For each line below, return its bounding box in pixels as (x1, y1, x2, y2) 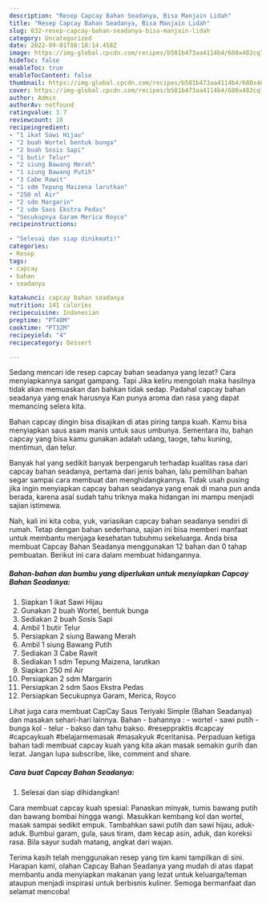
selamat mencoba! (9, 887, 71, 897)
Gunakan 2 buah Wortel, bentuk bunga (20, 606, 149, 615)
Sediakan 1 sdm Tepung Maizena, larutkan (20, 657, 160, 667)
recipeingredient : (9, 123, 71, 131)
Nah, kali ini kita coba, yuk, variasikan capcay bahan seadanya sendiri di (9, 516, 248, 526)
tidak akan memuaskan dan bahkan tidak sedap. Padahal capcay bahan (9, 385, 246, 394)
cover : (9, 86, 31, 95)
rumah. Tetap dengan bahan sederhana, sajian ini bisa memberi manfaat (9, 525, 248, 534)
